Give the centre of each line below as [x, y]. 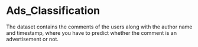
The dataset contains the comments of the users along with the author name [99, 27]
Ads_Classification [53, 11]
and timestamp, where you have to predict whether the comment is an [92, 32]
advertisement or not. [33, 39]
